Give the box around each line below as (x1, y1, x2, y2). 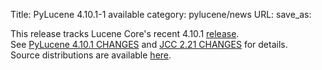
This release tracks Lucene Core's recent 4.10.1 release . (10, 28, 240, 39)
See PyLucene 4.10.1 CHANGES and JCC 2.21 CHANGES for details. (10, 39, 288, 50)
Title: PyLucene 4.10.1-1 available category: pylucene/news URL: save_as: (10, 9, 312, 20)
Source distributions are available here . (10, 49, 172, 61)
